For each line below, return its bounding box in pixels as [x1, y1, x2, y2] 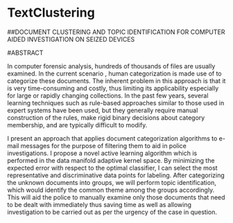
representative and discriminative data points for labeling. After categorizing [7, 171, 225, 179]
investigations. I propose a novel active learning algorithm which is [7, 149, 198, 157]
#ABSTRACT [7, 48, 44, 57]
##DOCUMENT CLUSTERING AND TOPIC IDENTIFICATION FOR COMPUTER [7, 28, 225, 36]
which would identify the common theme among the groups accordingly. [7, 186, 215, 194]
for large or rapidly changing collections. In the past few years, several [7, 91, 209, 100]
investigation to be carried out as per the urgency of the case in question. [7, 208, 217, 216]
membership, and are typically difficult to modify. [7, 121, 148, 129]
